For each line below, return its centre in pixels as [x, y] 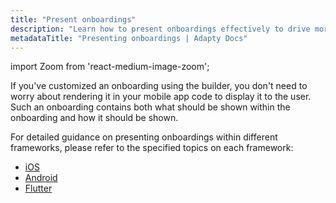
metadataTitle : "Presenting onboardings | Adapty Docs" [129, 38]
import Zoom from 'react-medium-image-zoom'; [110, 67]
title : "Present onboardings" [73, 19]
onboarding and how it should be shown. [94, 118]
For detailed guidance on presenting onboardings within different [144, 137]
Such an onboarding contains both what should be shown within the [150, 107]
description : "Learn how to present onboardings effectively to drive [160, 29]
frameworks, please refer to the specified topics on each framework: [152, 148]
